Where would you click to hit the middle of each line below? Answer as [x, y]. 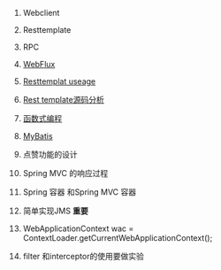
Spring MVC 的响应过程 [65, 173]
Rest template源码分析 [63, 100]
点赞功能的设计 [50, 154]
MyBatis [38, 136]
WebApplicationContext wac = [78, 228]
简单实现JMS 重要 [56, 211]
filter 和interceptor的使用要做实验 [83, 256]
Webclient [41, 13]
